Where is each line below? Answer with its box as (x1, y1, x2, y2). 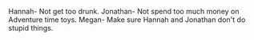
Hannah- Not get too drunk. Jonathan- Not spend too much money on (8, 7, 240, 16)
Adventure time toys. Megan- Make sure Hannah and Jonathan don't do (8, 15, 246, 24)
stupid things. (8, 24, 54, 32)
